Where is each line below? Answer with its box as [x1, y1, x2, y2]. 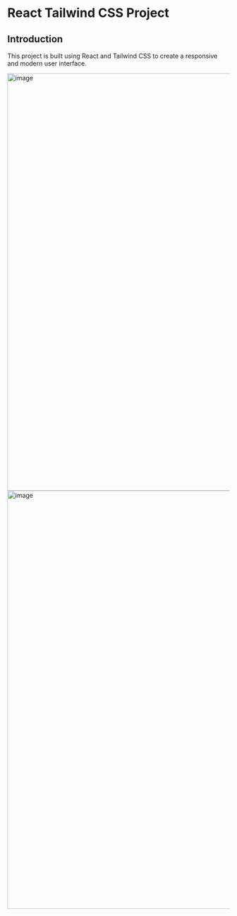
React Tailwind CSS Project [7, 5, 169, 21]
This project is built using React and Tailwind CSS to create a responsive [7, 51, 218, 60]
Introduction [7, 33, 63, 45]
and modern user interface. [7, 59, 87, 68]
